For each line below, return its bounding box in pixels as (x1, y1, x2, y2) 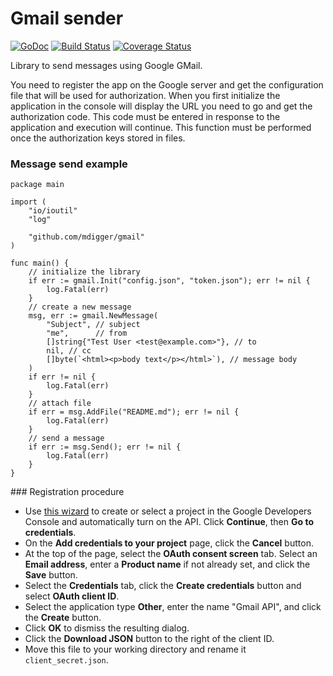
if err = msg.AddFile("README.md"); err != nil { (28, 407, 240, 417)
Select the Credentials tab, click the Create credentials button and (24, 580, 302, 592)
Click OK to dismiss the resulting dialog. (24, 622, 190, 634)
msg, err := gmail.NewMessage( (28, 311, 159, 321)
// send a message (28, 433, 105, 444)
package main (10, 180, 65, 190)
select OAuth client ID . (24, 590, 120, 602)
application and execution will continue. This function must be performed (10, 121, 312, 133)
